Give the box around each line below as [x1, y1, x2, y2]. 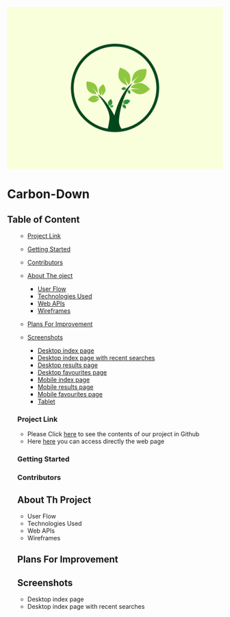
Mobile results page [37, 383, 94, 391]
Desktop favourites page [37, 368, 107, 376]
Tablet [37, 397, 55, 405]
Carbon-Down [7, 186, 90, 202]
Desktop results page [37, 361, 98, 369]
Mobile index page [37, 376, 90, 383]
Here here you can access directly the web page [27, 438, 165, 446]
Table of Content [7, 214, 80, 225]
